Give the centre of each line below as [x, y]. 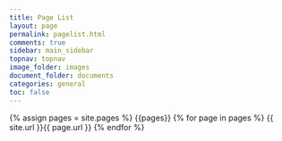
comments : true [38, 42]
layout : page [34, 26]
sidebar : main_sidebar [51, 51]
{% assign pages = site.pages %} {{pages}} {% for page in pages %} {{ [141, 118]
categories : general [48, 84]
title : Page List [42, 17]
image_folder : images [50, 68]
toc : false [30, 92]
